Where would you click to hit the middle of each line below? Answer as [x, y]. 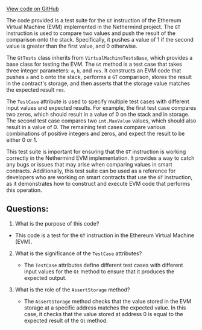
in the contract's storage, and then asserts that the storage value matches [98, 83]
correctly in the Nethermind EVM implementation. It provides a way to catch [100, 158]
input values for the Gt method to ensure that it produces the [99, 271]
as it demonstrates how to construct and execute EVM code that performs [98, 184]
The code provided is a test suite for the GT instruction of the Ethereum [94, 20]
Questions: [27, 209]
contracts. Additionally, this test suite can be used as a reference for [91, 171]
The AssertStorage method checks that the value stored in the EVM [108, 301]
